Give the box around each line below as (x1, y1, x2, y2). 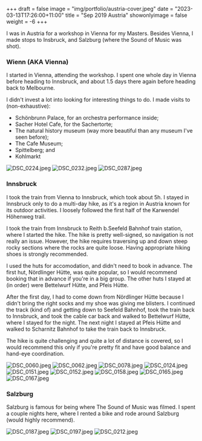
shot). (6, 42, 21, 50)
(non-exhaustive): (6, 102, 51, 110)
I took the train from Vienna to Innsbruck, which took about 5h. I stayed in (6, 193, 189, 201)
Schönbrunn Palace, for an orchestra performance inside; (15, 114, 159, 122)
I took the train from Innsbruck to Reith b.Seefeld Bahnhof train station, (6, 224, 183, 232)
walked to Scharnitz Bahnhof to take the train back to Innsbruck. (6, 325, 166, 333)
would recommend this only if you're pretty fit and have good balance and (6, 343, 191, 351)
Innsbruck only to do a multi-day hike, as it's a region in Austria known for (6, 200, 191, 207)
